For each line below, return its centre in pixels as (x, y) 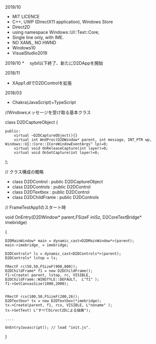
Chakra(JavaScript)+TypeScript (44, 102)
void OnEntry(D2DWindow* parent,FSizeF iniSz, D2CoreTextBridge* (73, 217)
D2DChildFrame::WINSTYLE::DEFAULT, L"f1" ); (52, 279)
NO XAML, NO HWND (34, 43)
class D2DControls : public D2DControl (51, 187)
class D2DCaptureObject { (32, 122)
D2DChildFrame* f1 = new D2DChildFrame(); (49, 271)
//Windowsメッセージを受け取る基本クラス (48, 112)
